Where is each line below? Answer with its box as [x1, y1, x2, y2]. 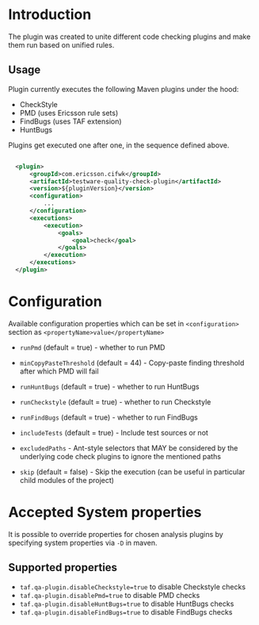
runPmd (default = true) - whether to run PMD [19, 343, 166, 352]
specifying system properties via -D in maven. [8, 538, 158, 547]
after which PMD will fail [19, 366, 99, 376]
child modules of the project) [19, 475, 115, 485]
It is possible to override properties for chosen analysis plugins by [8, 529, 223, 539]
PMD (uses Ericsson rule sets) [19, 108, 119, 117]
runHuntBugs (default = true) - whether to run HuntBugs [19, 382, 200, 391]
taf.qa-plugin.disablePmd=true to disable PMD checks [19, 590, 200, 600]
